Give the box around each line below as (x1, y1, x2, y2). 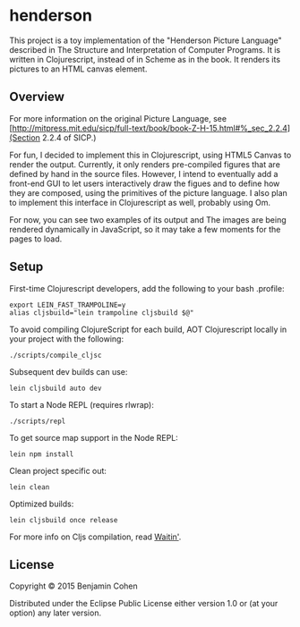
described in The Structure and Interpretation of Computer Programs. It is (9, 44, 280, 55)
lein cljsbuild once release (9, 515, 118, 524)
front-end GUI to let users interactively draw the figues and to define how (9, 178, 280, 189)
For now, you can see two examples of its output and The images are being (9, 214, 287, 225)
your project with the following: (9, 333, 124, 344)
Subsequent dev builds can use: (9, 366, 128, 377)
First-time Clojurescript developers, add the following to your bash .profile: (9, 283, 285, 293)
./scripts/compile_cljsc (9, 351, 102, 360)
